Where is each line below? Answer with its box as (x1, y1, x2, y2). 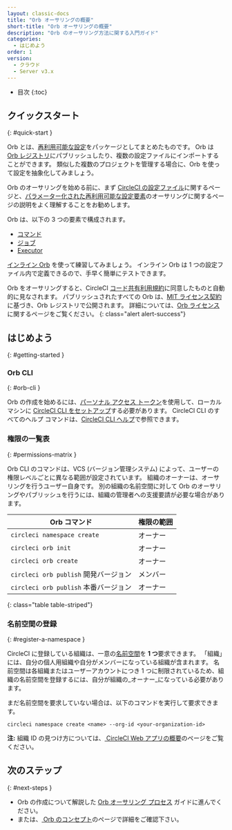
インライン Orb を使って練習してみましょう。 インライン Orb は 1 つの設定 (7, 260, 217, 269)
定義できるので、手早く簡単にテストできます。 (37, 269, 170, 278)
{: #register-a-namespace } (7, 635, 86, 644)
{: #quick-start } (7, 128, 53, 137)
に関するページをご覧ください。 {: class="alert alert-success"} (7, 310, 186, 318)
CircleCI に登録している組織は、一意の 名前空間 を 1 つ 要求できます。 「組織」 (7, 650, 223, 658)
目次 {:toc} (17, 88, 48, 96)
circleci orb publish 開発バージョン (10, 569, 132, 579)
